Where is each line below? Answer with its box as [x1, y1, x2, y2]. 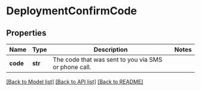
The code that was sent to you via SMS [53, 55, 163, 64]
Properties [6, 28, 47, 38]
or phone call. [53, 63, 92, 71]
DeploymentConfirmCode [6, 4, 138, 18]
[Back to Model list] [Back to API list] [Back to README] [6, 79, 144, 85]
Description [93, 46, 128, 54]
